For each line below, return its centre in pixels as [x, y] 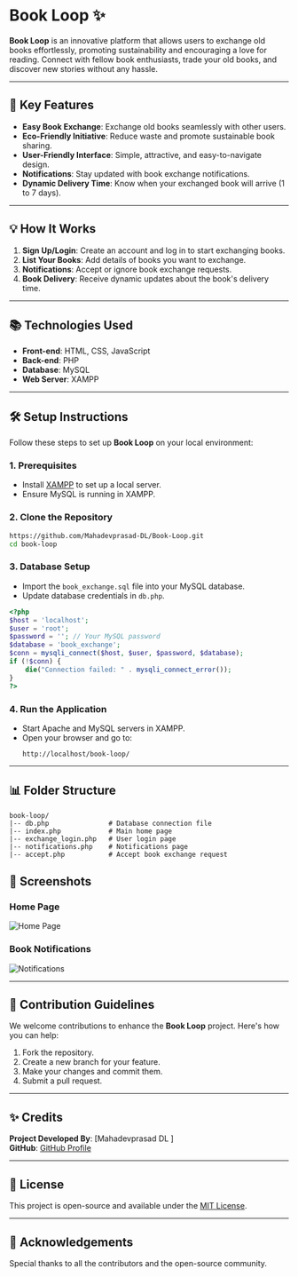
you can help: [34, 1035]
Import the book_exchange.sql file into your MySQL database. [133, 586]
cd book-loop [33, 544]
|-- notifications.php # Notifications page [99, 846]
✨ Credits [36, 1117]
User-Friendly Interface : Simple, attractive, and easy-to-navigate [141, 155]
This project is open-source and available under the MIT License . [128, 1206]
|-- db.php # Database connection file [111, 823]
